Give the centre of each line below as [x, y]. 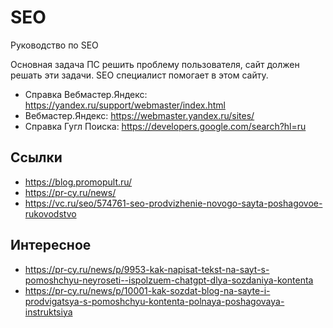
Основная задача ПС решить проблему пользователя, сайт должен [155, 64]
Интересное [51, 245]
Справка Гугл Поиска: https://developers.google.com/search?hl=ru [165, 126]
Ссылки [36, 157]
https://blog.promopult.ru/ [78, 182]
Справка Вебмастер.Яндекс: [86, 94]
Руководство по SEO [54, 45]
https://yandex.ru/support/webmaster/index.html [125, 105]
